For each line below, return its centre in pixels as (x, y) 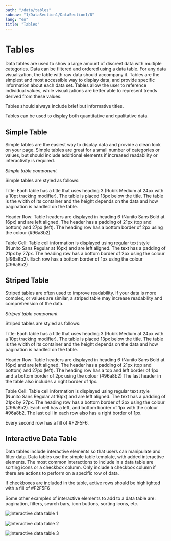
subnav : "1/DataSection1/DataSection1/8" (50, 15)
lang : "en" (17, 19)
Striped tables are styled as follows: (43, 323)
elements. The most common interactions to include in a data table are (79, 462)
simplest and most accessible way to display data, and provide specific (80, 80)
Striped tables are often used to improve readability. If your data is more (81, 293)
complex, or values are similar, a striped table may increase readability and (84, 298)
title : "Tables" (22, 24)
